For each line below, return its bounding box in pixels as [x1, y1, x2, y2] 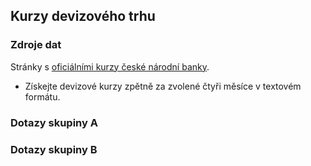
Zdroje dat [10, 38, 62, 52]
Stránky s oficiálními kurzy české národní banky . [10, 60, 210, 73]
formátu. [24, 90, 61, 103]
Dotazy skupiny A [10, 115, 98, 129]
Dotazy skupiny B [10, 142, 98, 156]
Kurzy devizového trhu [10, 8, 156, 25]
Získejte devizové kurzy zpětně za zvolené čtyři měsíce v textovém [24, 80, 302, 92]
